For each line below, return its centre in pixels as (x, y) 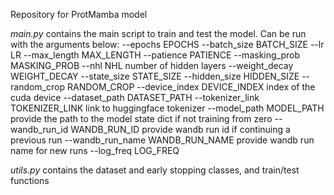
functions (30, 180)
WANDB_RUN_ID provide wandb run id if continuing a (180, 129)
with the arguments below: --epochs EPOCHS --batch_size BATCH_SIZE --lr (167, 44)
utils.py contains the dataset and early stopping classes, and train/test (155, 170)
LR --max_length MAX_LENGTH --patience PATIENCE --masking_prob (155, 55)
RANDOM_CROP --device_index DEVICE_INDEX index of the (191, 87)
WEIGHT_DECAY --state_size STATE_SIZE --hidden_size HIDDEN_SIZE (155, 76)
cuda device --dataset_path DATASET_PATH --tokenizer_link (135, 97)
